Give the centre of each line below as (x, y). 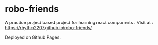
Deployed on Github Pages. (33, 37)
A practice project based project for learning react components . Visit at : (79, 22)
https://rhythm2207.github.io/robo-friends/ (48, 27)
